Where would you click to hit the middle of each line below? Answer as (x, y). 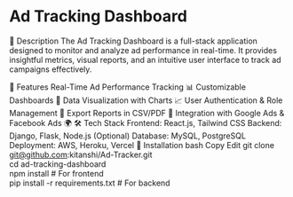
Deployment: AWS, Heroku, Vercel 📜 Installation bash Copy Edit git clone (142, 145)
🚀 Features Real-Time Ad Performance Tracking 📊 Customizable (128, 87)
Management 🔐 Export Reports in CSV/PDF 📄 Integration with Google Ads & (147, 113)
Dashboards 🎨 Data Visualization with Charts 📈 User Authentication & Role (146, 100)
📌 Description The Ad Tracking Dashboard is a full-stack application (133, 41)
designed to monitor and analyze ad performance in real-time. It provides (143, 50)
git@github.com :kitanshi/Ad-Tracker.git (81, 154)
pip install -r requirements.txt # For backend (90, 183)
